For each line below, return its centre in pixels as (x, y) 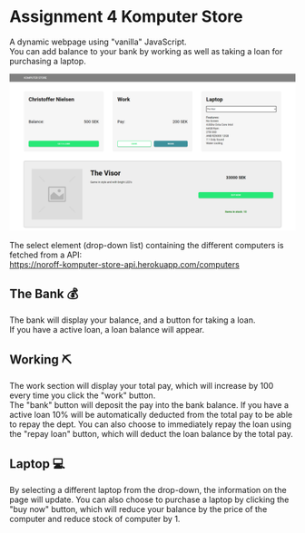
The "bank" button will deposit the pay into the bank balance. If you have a (149, 405)
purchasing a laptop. (48, 61)
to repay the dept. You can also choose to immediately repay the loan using (151, 424)
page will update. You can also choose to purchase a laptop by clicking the (149, 499)
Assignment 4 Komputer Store (126, 17)
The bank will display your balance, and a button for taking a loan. (133, 320)
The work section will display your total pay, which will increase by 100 (142, 386)
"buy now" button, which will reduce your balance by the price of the (138, 509)
